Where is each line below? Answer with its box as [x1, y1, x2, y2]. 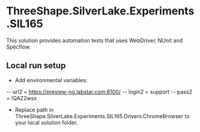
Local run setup [6, 61, 66, 71]
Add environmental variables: [14, 76, 88, 83]
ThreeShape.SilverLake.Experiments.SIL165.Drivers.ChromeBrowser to [14, 112, 190, 119]
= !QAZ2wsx [6, 94, 37, 101]
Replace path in [14, 106, 54, 113]
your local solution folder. [14, 119, 78, 126]
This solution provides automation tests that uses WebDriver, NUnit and [6, 37, 183, 44]
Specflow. [6, 43, 31, 50]
